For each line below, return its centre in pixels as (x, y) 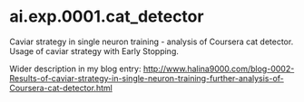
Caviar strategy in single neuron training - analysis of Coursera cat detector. (152, 42)
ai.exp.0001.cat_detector (107, 17)
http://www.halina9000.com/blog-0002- (219, 69)
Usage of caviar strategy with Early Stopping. (94, 51)
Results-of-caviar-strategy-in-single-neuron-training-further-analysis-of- (147, 78)
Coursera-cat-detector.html (61, 88)
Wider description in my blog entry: (75, 69)
